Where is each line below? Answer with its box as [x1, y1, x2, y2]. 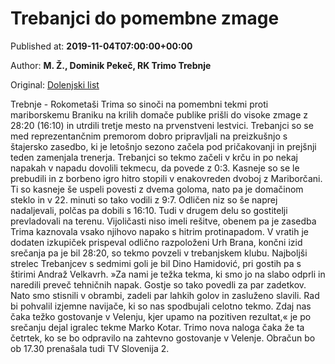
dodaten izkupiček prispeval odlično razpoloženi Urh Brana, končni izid [10, 236, 303, 248]
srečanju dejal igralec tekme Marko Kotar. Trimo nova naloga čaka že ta [10, 321, 305, 333]
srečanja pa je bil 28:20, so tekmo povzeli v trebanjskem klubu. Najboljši [10, 247, 308, 259]
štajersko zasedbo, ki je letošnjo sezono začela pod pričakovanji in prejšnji [10, 140, 317, 152]
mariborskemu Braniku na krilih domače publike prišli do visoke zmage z [10, 108, 308, 121]
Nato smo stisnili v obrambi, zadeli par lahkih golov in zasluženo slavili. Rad [10, 289, 320, 301]
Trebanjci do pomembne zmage [10, 7, 280, 30]
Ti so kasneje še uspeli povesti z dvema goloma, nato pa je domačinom [10, 183, 304, 195]
